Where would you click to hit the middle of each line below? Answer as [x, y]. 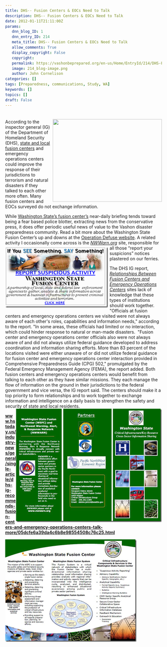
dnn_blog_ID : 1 [27, 32]
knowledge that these [132, 295]
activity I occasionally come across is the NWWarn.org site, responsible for [82, 242]
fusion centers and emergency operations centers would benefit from [77, 374]
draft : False [19, 100]
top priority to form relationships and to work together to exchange [74, 395]
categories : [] [21, 79]
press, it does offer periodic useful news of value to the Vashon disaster [79, 226]
